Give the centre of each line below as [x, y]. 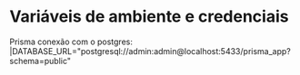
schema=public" [40, 61]
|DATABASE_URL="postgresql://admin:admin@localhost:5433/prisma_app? [150, 51]
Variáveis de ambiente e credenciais [149, 17]
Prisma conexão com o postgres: [71, 42]
